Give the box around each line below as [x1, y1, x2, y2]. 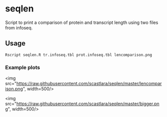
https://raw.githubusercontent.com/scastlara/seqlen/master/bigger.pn [16, 101, 160, 107]
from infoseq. [5, 24, 33, 30]
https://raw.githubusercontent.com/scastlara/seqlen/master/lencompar [16, 81, 162, 87]
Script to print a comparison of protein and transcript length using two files [5, 19, 159, 25]
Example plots [5, 64, 40, 71]
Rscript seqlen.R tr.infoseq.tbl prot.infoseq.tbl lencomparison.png [5, 52, 153, 57]
